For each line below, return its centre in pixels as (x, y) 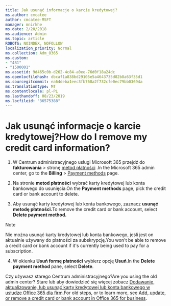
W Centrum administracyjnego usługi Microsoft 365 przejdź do (79, 162)
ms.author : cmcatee (26, 15)
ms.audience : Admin (26, 34)
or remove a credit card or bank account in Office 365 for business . (76, 298)
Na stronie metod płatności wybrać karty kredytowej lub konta (79, 183)
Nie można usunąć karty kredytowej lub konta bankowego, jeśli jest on (79, 235)
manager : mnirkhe (24, 24)
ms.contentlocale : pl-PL (32, 91)
